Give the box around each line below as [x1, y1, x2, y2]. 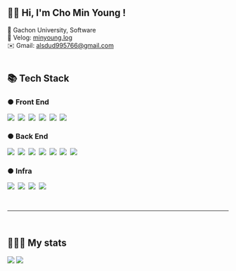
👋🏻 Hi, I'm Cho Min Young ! [7, 7, 126, 19]
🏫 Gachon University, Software [7, 25, 96, 34]
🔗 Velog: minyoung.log [7, 33, 72, 42]
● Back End [7, 132, 48, 141]
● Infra [7, 166, 33, 176]
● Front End [7, 97, 49, 107]
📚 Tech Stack [7, 73, 70, 84]
